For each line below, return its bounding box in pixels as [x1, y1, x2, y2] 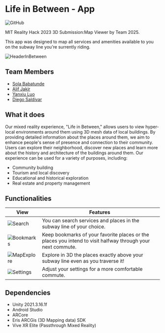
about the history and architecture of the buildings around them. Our [5, 150, 143, 156]
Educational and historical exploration [12, 175, 89, 181]
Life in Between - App [5, 3, 95, 15]
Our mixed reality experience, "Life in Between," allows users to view [5, 124, 145, 130]
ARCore [12, 312, 28, 318]
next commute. [42, 244, 77, 250]
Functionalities [5, 194, 52, 202]
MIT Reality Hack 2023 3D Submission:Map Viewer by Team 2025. [5, 29, 140, 35]
